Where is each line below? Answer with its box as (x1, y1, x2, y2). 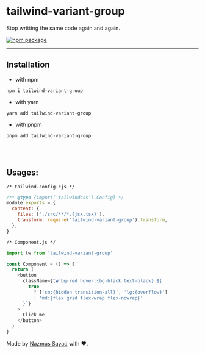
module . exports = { (6, 200, 56, 206)
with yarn (15, 98, 39, 105)
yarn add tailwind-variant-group (6, 110, 92, 116)
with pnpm (15, 121, 43, 128)
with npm (15, 76, 39, 83)
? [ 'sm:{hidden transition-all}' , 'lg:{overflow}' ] (33, 289, 168, 295)
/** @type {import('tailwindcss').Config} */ (6, 194, 124, 201)
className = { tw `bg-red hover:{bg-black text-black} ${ (22, 278, 163, 284)
